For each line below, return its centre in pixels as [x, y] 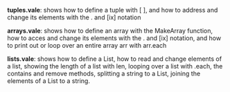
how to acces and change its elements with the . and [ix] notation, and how [114, 38]
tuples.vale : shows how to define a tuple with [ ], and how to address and [113, 10]
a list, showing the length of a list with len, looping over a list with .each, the [115, 66]
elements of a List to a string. [48, 81]
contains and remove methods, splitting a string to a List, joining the [104, 73]
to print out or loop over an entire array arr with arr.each [87, 45]
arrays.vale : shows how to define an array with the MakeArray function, [110, 31]
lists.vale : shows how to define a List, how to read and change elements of [115, 59]
